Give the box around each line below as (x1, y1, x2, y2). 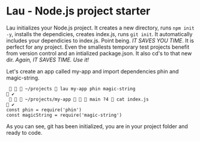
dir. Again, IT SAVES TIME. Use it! (6, 56, 89, 63)
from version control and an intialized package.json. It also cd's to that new (6, 49, 192, 57)
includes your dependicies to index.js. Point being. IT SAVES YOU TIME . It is (6, 37, 194, 44)
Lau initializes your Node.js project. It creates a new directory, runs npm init (6, 24, 195, 31)
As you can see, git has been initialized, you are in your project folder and (6, 122, 188, 130)
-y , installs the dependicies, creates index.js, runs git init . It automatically (6, 30, 193, 37)
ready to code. (6, 129, 43, 136)
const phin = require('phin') (6, 106, 82, 113)
